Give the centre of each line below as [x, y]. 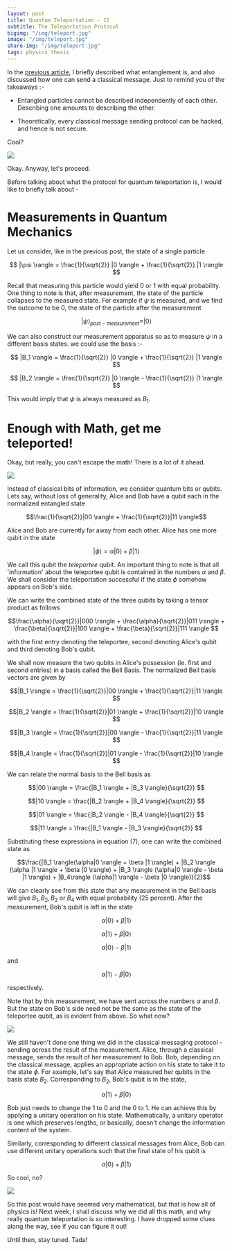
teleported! [40, 443]
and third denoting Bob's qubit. [51, 649]
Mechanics [40, 232]
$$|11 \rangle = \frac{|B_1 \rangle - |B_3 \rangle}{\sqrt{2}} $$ [116, 828]
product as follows [34, 607]
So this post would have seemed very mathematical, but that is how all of [111, 1204]
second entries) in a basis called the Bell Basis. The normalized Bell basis [112, 670]
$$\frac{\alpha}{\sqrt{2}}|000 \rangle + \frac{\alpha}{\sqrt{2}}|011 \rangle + [116, 621]
